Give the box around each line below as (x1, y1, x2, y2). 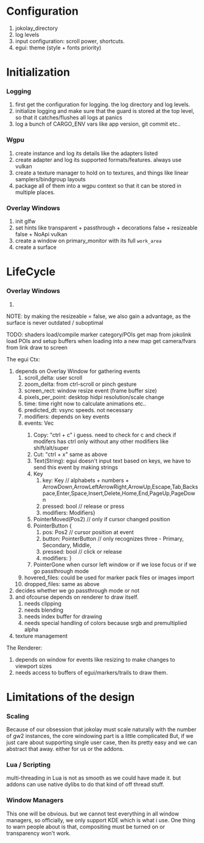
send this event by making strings (33, 463, 118, 471)
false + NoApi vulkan (15, 231, 68, 238)
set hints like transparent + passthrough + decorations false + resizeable (15, 224, 198, 231)
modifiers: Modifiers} (42, 508, 96, 516)
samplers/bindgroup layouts (15, 175, 86, 183)
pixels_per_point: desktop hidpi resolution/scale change (24, 393, 164, 400)
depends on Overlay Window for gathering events (15, 367, 141, 375)
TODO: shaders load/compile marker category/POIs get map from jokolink (6, 331, 192, 338)
